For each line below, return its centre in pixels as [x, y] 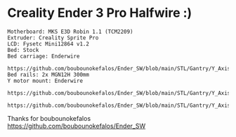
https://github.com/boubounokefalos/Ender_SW [77, 126]
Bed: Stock [23, 50]
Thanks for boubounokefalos [49, 118]
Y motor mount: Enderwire [45, 81]
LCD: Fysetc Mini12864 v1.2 [48, 44]
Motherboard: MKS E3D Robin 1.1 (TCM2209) [70, 32]
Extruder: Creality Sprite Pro [53, 38]
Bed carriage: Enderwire [44, 56]
